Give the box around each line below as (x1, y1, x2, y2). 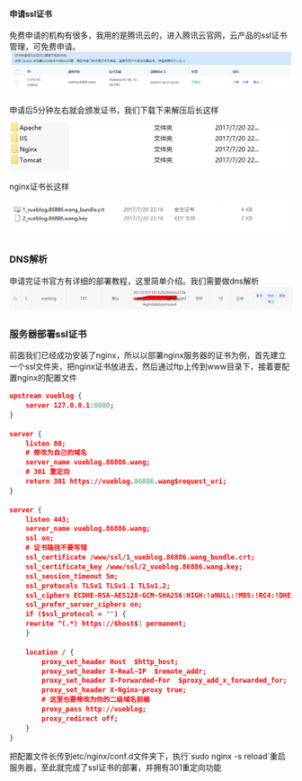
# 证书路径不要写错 (25, 543, 88, 552)
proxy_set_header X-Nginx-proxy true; (41, 686, 187, 695)
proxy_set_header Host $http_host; (41, 657, 179, 666)
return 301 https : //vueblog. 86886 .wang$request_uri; (25, 477, 227, 486)
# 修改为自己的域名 (25, 448, 88, 458)
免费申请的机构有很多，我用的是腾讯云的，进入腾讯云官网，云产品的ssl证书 (9, 30, 288, 40)
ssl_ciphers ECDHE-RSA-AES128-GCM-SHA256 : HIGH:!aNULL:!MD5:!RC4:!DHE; (25, 590, 296, 600)
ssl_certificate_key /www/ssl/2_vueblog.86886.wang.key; (25, 562, 244, 571)
